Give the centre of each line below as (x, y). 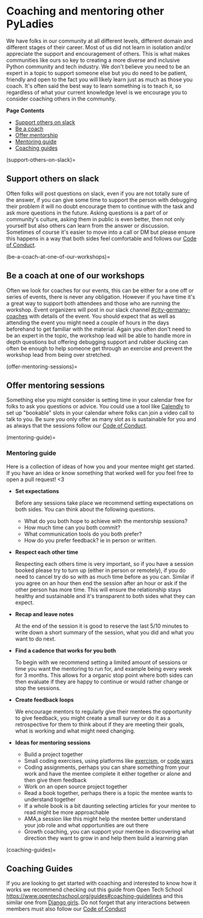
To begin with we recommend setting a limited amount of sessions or (101, 662)
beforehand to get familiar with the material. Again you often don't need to (99, 329)
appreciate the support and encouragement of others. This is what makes (98, 53)
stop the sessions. (38, 688)
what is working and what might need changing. (75, 731)
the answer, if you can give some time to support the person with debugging (101, 200)
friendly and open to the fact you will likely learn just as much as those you (99, 79)
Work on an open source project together (76, 787)
